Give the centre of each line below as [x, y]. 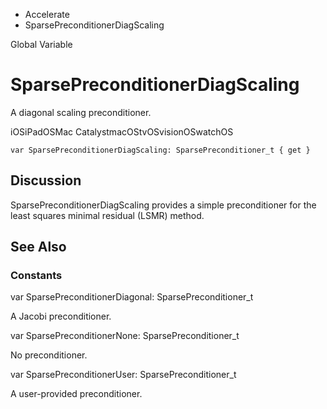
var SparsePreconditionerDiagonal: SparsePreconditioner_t [132, 297]
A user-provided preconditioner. [76, 394]
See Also [38, 247]
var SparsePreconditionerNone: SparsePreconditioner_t [125, 336]
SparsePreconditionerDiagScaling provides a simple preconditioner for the [163, 205]
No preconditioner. [49, 355]
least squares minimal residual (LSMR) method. [107, 215]
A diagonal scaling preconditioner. [81, 112]
